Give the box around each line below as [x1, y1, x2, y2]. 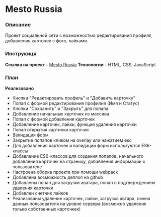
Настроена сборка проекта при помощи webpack [12, 169, 118, 175]
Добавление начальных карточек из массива [12, 111, 109, 117]
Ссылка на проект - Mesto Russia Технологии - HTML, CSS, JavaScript [5, 61, 156, 68]
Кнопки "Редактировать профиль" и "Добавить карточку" [12, 95, 136, 101]
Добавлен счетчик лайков [12, 190, 69, 196]
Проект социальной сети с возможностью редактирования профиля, [5, 32, 153, 38]
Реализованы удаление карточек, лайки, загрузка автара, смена [12, 196, 151, 202]
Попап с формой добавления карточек [12, 116, 95, 122]
